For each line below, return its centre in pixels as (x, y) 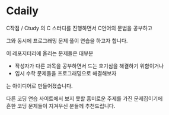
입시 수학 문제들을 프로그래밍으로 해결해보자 (66, 73)
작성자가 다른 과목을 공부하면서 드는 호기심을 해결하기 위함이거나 (89, 66)
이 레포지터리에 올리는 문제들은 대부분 (50, 53)
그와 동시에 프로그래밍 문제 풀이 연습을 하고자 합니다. (67, 40)
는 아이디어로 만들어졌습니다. (39, 86)
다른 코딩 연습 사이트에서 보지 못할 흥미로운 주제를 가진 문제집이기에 (84, 98)
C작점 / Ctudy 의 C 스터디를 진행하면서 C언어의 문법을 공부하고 (79, 28)
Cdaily (22, 11)
